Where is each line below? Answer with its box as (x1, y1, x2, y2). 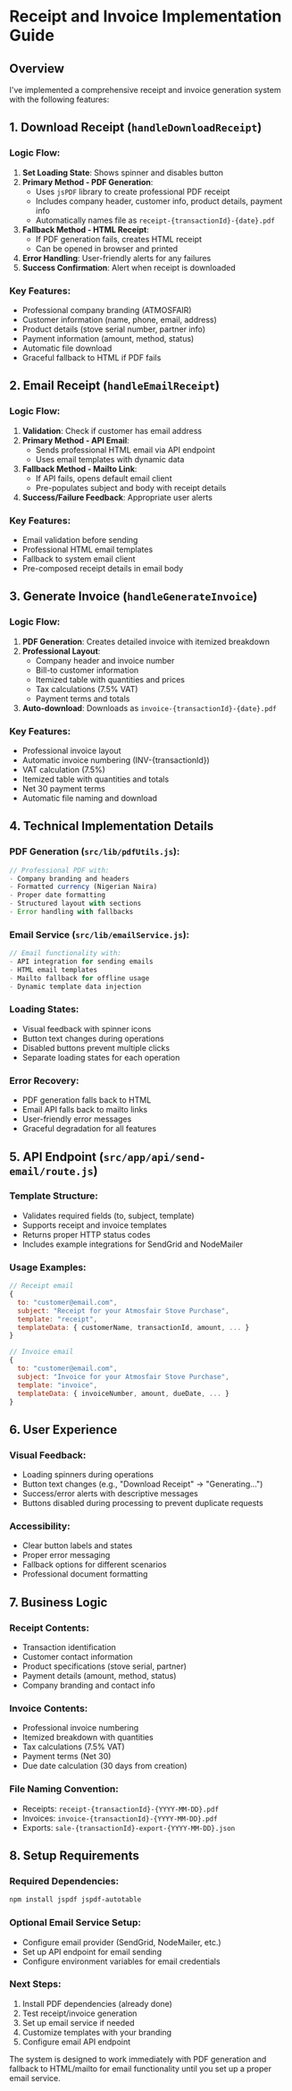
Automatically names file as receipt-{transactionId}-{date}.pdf (35, 215, 275, 225)
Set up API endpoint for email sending (21, 1946, 163, 1957)
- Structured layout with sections (9, 899, 142, 909)
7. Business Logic (9, 1595, 108, 1610)
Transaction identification (21, 1642, 116, 1653)
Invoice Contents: (9, 1702, 88, 1714)
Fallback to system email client (21, 553, 136, 564)
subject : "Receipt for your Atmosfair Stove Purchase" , (17, 1306, 229, 1316)
